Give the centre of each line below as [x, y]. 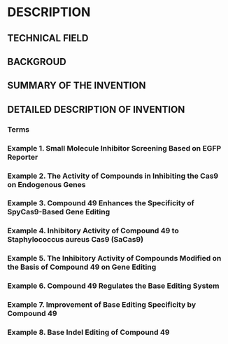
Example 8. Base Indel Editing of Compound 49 [88, 332]
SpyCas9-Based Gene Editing [59, 212]
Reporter [23, 157]
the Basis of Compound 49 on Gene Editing [82, 267]
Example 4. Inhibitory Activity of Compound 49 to [93, 231]
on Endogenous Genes [47, 184]
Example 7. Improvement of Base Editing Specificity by [102, 305]
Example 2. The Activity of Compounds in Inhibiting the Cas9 [113, 176]
